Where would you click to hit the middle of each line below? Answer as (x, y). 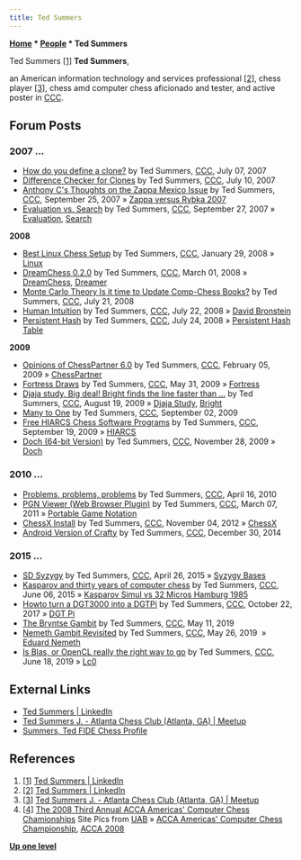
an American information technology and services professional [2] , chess (145, 78)
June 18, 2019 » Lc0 (59, 661)
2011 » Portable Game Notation (80, 513)
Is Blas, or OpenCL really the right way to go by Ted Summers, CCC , (148, 652)
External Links (50, 690)
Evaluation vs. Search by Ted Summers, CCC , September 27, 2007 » (149, 209)
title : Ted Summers (46, 18)
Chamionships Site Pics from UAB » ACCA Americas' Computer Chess (152, 819)
